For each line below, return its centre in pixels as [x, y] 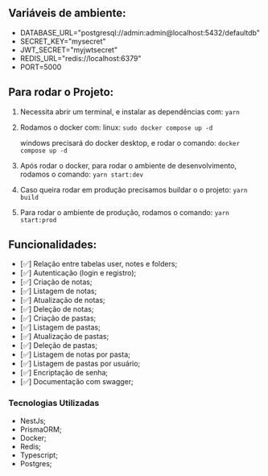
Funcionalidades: [53, 245]
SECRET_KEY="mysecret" [63, 41]
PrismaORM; [41, 429]
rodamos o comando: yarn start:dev [81, 174]
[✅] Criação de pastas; [58, 318]
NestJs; [33, 420]
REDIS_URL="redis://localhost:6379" [80, 58]
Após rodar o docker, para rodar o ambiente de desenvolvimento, [128, 165]
